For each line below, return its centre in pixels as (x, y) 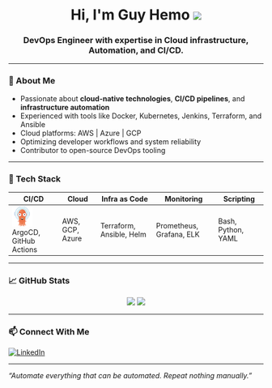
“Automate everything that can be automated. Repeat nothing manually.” (130, 375)
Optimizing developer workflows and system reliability (110, 141)
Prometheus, (177, 225)
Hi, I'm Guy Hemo (130, 15)
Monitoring (184, 198)
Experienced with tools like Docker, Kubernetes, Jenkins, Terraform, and (141, 116)
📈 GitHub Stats (39, 281)
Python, (231, 230)
